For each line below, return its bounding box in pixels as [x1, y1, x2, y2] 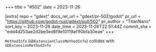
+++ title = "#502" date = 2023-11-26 [5, 4, 80, 10]
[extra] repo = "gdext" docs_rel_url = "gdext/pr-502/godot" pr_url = [5, 13, 141, 19]
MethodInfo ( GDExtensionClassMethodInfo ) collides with [5, 38, 115, 44]
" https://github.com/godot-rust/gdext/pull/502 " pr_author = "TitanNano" [5, 19, 151, 24]
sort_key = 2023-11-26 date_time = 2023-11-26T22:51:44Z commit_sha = [5, 24, 152, 29]
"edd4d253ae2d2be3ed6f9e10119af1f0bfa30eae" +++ [5, 29, 115, 34]
